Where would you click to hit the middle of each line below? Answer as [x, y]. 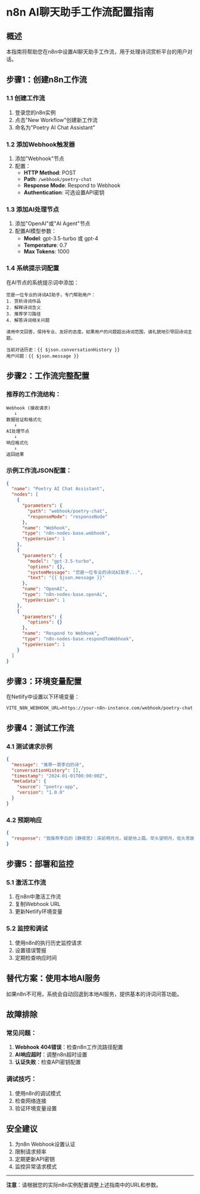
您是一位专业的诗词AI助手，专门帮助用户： [51, 295]
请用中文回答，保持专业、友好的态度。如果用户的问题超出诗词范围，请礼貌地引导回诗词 [97, 332]
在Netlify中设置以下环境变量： [43, 697]
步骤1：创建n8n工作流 [47, 80]
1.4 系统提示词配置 [33, 268]
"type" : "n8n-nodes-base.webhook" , [66, 533]
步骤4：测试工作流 [40, 728]
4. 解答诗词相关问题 [28, 320]
